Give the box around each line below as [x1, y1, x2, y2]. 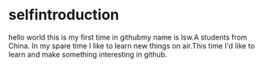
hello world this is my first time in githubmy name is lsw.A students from [8, 32, 248, 42]
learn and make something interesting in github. [8, 49, 168, 59]
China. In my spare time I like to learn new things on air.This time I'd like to [8, 40, 255, 50]
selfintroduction [8, 6, 120, 24]
